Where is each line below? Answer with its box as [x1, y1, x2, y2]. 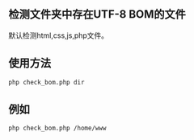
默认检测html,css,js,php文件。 [8, 31, 109, 40]
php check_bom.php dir [8, 78, 85, 86]
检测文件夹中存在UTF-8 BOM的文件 [8, 7, 186, 22]
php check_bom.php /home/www [8, 124, 107, 133]
